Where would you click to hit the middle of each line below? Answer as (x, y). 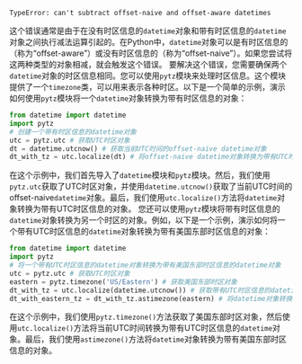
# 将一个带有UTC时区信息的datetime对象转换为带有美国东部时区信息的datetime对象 (145, 265)
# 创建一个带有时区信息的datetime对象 (73, 132)
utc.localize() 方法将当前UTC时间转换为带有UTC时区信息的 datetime (145, 328)
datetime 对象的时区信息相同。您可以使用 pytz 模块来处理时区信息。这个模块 (147, 75)
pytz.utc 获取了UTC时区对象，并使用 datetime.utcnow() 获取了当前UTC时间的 (151, 186)
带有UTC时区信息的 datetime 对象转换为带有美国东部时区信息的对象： (144, 231)
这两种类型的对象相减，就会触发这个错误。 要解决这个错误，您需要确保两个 (148, 64)
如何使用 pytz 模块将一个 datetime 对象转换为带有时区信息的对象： (128, 98)
